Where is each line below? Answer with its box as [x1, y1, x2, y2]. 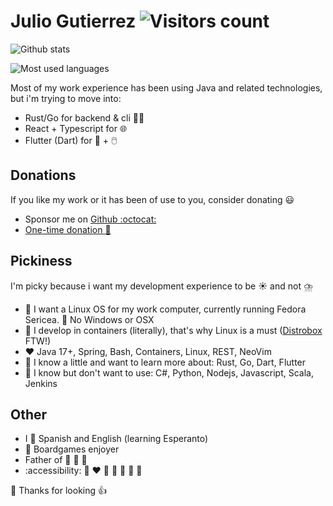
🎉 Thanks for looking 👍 [10, 485, 108, 497]
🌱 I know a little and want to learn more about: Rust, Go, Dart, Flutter [24, 356, 307, 368]
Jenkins [24, 377, 58, 389]
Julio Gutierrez [10, 10, 137, 33]
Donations [10, 167, 77, 184]
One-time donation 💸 [24, 223, 112, 235]
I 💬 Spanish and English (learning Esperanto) [24, 433, 209, 445]
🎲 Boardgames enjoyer [24, 443, 120, 455]
